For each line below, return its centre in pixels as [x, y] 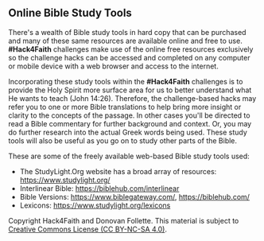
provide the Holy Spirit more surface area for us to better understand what [130, 90]
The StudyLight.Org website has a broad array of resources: [118, 171]
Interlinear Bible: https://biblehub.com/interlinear [99, 188]
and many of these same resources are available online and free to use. [125, 41]
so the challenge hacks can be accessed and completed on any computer [129, 57]
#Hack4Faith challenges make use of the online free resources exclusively [131, 49]
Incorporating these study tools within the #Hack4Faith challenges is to [126, 81]
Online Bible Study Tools [70, 13]
